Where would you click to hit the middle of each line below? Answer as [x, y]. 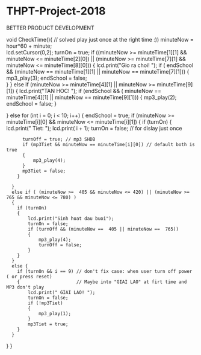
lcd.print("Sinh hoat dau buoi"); [71, 219]
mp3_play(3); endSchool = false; [47, 78]
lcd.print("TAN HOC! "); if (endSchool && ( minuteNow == [90, 91]
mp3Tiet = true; [48, 324]
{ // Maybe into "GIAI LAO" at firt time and [102, 282]
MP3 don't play [25, 287]
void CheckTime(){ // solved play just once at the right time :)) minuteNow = [100, 39]
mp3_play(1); [54, 313]
